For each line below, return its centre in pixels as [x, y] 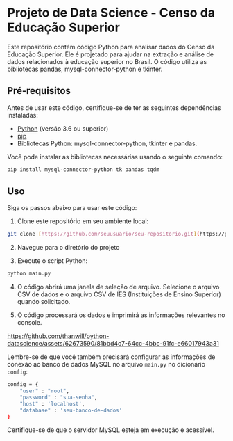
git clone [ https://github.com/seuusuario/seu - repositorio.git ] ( [103, 234]
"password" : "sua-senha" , [59, 397]
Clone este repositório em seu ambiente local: [83, 221]
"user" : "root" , [45, 391]
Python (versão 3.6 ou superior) [63, 128]
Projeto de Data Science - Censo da [111, 13]
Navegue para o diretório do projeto [68, 248]
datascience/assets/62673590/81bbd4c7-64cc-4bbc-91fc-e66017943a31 [113, 344]
